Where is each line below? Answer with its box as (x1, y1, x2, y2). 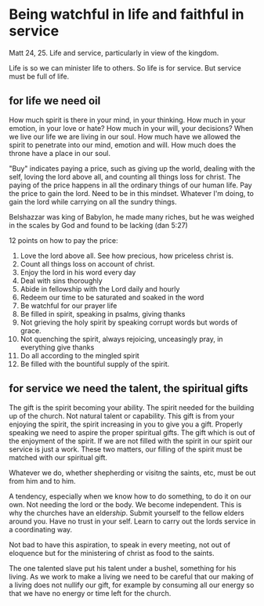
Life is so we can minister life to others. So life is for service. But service (9, 63, 242, 72)
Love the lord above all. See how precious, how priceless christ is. (20, 251, 234, 260)
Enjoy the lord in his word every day (20, 267, 136, 277)
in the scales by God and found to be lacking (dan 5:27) (9, 220, 189, 230)
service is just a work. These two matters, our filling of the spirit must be (9, 445, 243, 454)
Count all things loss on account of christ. (20, 259, 155, 268)
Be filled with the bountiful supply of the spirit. (20, 359, 170, 368)
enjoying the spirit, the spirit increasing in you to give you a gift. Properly (9, 419, 244, 429)
